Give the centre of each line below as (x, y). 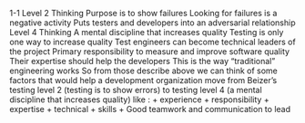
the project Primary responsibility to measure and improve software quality (149, 52)
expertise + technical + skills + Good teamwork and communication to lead (150, 109)
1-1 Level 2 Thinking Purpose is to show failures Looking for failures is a (143, 13)
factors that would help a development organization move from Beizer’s (143, 80)
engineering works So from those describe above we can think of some (143, 71)
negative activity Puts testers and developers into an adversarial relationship (152, 23)
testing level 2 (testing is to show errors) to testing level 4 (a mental (136, 90)
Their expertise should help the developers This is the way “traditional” (142, 61)
